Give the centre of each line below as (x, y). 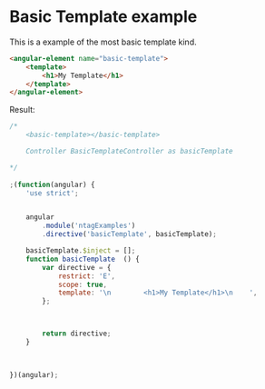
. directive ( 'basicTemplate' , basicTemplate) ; (130, 234)
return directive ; (77, 334)
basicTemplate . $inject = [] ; (81, 251)
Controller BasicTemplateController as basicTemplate (129, 152)
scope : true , (82, 284)
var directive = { (77, 267)
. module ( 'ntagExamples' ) (89, 226)
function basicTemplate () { (83, 259)
